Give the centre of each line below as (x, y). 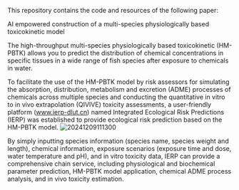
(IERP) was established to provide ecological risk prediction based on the (115, 120)
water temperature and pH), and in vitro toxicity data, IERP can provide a (114, 156)
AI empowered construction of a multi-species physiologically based (108, 24)
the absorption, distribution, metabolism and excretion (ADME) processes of (119, 89)
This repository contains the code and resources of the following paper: (113, 10)
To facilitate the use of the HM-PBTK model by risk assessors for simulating (118, 82)
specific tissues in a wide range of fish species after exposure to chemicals (118, 60)
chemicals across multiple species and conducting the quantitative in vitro (116, 97)
